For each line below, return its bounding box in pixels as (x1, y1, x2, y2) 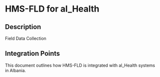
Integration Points (5, 49, 60, 58)
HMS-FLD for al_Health (5, 3, 100, 15)
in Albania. (5, 67, 26, 73)
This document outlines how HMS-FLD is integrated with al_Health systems (5, 62, 156, 68)
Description (5, 23, 41, 31)
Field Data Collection (5, 35, 47, 41)
